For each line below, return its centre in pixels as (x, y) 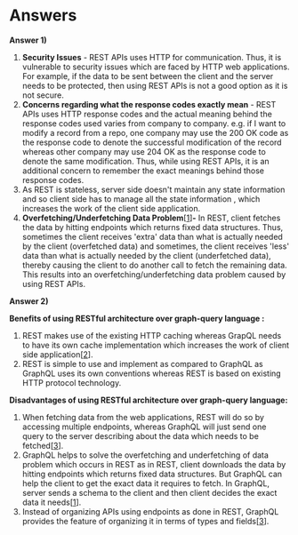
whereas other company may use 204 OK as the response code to (144, 151)
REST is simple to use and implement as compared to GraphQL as (143, 363)
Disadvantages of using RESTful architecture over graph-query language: (149, 400)
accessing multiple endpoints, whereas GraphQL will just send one (144, 427)
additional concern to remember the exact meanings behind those (143, 171)
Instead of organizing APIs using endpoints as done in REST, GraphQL (150, 511)
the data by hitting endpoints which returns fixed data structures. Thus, (153, 227)
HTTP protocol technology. (72, 382)
